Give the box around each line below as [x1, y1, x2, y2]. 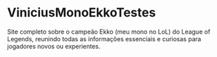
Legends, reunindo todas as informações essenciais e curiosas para [7, 34, 202, 43]
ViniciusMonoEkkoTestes [7, 5, 156, 21]
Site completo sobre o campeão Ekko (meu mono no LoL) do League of [7, 27, 211, 36]
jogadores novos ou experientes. [7, 42, 101, 50]
